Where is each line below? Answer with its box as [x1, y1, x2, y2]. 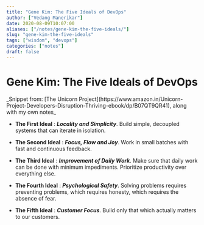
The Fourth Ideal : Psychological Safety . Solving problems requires [15, 182, 187, 189]
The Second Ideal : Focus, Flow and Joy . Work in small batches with [15, 138, 189, 146]
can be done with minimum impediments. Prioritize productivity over [15, 163, 187, 171]
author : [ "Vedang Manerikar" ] [6, 15, 83, 21]
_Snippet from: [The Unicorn [6, 95, 78, 103]
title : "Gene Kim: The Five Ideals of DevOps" [6, 9, 127, 15]
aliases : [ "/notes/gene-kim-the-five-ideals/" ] [6, 26, 130, 32]
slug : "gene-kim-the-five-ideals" [6, 32, 94, 38]
